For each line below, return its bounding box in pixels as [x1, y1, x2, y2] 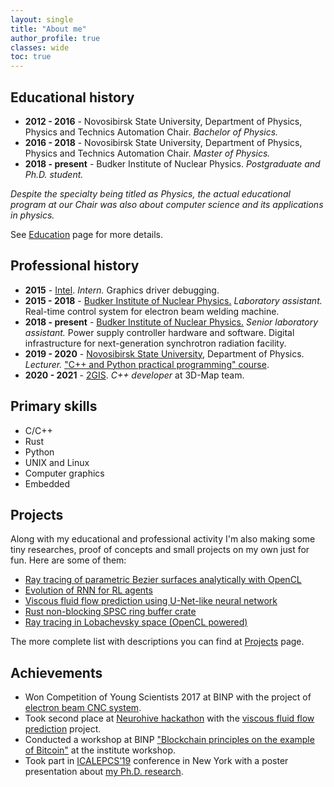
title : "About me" [10, 24, 87, 34]
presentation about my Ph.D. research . [24, 766, 184, 778]
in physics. [10, 209, 55, 221]
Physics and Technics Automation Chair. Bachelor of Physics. [24, 126, 279, 138]
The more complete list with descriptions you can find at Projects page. [10, 636, 305, 648]
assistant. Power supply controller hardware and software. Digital [24, 326, 295, 338]
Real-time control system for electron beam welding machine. [24, 305, 280, 317]
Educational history [10, 89, 135, 106]
